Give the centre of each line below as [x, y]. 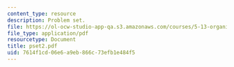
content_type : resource [42, 14]
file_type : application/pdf [48, 33]
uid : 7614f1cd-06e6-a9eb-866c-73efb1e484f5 [71, 53]
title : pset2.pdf [32, 46]
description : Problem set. [46, 20]
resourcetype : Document [42, 40]
